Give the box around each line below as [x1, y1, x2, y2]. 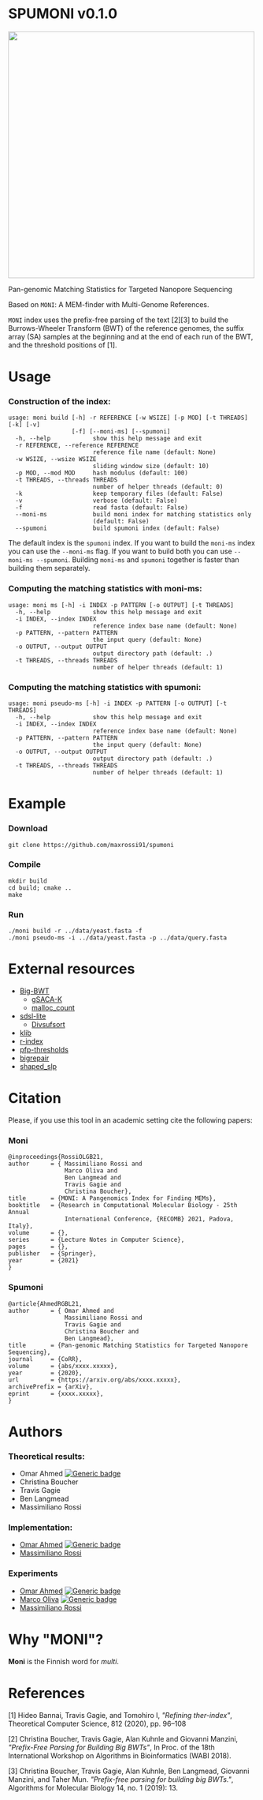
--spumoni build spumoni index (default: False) [15, 524, 220, 533]
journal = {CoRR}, [8, 1355, 83, 1363]
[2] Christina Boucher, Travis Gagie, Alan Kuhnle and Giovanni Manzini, [8, 1734, 239, 1743]
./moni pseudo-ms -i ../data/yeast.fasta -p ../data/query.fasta [8, 934, 227, 942]
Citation [8, 1089, 61, 1108]
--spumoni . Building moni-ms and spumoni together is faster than [36, 555, 239, 564]
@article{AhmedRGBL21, [8, 1299, 83, 1307]
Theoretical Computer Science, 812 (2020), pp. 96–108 [8, 1719, 187, 1728]
